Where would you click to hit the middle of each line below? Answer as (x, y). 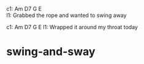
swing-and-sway (51, 52)
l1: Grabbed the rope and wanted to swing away (66, 15)
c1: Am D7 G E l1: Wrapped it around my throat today (72, 27)
